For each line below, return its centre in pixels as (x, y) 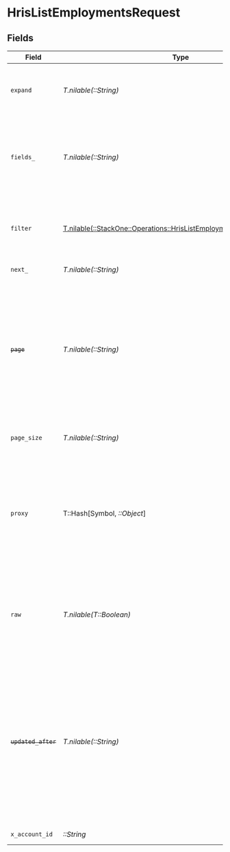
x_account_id (32, 834)
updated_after (34, 742)
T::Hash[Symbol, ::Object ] (104, 513)
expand (21, 90)
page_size (26, 438)
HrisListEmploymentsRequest (94, 13)
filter (21, 228)
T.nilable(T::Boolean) (97, 614)
